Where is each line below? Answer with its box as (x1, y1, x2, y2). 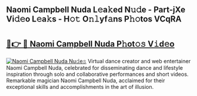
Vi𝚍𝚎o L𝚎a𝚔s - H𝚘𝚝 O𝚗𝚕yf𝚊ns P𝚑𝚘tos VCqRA (6, 14, 182, 24)
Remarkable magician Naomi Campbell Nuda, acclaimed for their (6, 77, 165, 84)
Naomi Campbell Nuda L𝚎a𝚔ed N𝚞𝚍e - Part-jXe (6, 5, 186, 15)
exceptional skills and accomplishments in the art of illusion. (6, 83, 154, 90)
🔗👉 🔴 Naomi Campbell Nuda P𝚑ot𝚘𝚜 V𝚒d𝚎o (6, 39, 175, 49)
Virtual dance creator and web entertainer (87, 58, 191, 64)
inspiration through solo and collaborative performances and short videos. (6, 71, 189, 78)
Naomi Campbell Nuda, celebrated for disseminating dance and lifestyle (6, 64, 183, 71)
